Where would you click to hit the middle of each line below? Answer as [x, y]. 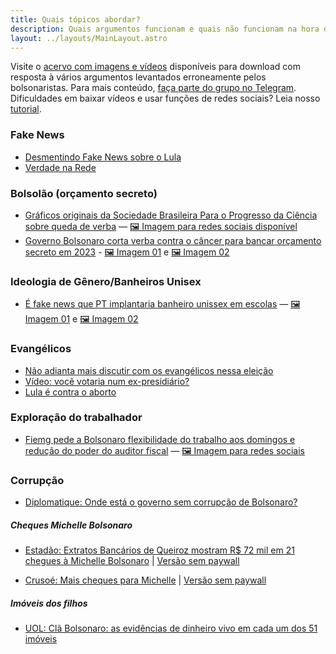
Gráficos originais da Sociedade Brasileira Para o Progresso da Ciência [171, 215]
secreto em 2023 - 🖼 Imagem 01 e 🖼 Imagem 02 [127, 252]
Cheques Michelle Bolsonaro [71, 525]
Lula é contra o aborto [70, 392]
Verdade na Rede [60, 167]
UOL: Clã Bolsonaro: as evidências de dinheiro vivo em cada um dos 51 [171, 628]
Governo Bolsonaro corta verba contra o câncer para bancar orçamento [173, 240]
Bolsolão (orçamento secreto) [84, 193]
